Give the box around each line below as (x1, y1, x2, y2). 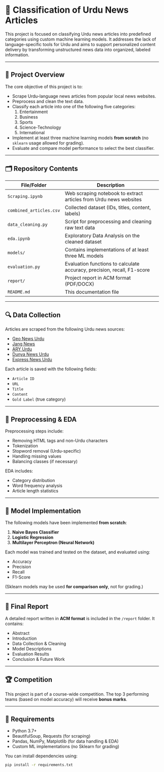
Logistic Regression (12, 534, 54, 540)
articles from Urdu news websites (64, 196, 142, 203)
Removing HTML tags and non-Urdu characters (12, 438, 108, 444)
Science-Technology (19, 124, 61, 130)
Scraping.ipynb (7, 193, 43, 199)
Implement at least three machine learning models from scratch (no (12, 135, 149, 141)
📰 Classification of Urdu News (5, 4, 129, 16)
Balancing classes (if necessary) (12, 458, 78, 464)
